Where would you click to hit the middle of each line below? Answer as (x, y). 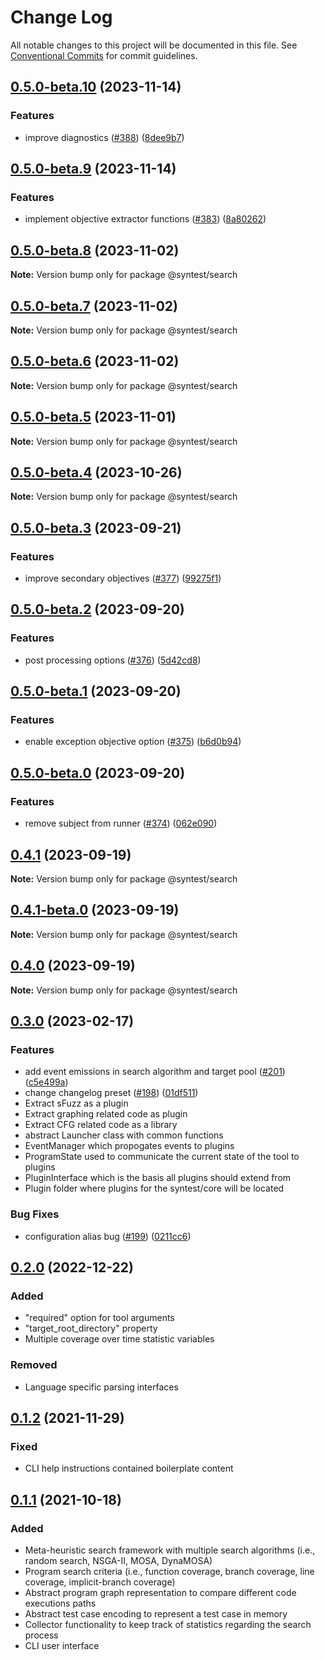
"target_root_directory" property (91, 1328)
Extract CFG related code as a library (101, 1125)
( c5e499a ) (46, 1082)
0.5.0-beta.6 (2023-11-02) (95, 361)
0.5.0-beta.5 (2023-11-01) (93, 417)
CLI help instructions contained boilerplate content (129, 1468)
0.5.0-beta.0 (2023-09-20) (98, 772)
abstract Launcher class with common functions (124, 1135)
